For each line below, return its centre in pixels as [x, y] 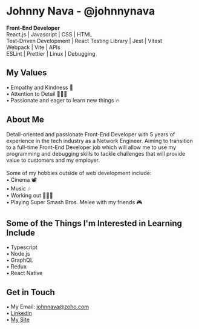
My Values [27, 73]
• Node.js [18, 254]
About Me [25, 120]
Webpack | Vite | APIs [33, 47]
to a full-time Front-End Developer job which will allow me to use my [91, 147]
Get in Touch [31, 292]
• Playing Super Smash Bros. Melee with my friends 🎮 [74, 202]
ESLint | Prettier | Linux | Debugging [51, 53]
